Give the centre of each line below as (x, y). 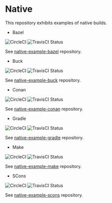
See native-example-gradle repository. (44, 137)
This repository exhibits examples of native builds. (56, 23)
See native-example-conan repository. (44, 109)
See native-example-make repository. (43, 166)
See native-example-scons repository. (44, 195)
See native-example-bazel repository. (43, 51)
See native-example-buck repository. (43, 80)
